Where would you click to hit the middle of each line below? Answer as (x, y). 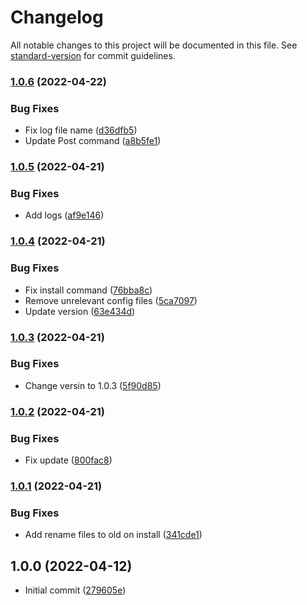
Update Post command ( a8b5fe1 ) (93, 141)
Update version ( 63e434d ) (80, 311)
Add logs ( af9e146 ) (64, 215)
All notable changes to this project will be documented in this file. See (154, 45)
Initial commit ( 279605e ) (75, 590)
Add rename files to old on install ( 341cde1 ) (113, 535)
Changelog (57, 17)
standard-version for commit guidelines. (93, 55)
